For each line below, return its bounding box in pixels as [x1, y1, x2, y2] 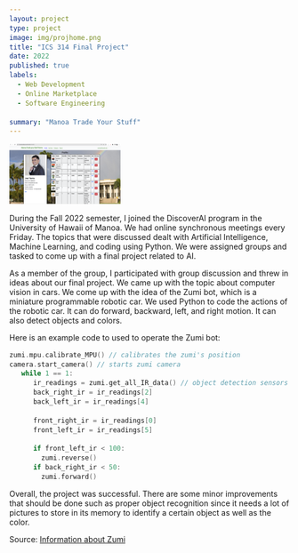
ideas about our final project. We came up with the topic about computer [9, 276, 276, 288]
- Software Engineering [17, 99, 105, 108]
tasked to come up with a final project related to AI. [9, 250, 197, 261]
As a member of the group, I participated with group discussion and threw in [9, 268, 289, 278]
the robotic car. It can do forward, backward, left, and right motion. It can [9, 305, 277, 316]
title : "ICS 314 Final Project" [9, 43, 129, 52]
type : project [9, 23, 62, 33]
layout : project [9, 14, 69, 23]
